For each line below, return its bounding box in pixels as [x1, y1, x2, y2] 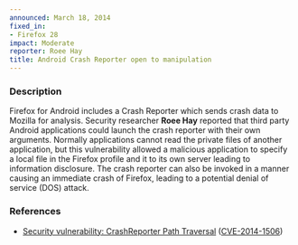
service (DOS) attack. [9, 183, 90, 193]
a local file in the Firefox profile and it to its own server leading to [9, 154, 251, 165]
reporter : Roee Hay [9, 47, 83, 56]
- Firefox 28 [9, 30, 59, 39]
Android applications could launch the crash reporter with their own [9, 125, 261, 136]
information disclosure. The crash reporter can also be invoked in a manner [9, 164, 290, 174]
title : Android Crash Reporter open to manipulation [9, 55, 212, 64]
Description [9, 85, 62, 98]
